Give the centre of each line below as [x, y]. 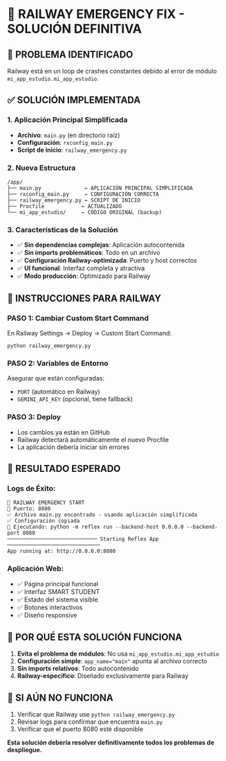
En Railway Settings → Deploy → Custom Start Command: [90, 333]
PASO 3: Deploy [34, 417]
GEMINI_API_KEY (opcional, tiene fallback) [75, 399]
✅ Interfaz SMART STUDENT [58, 591]
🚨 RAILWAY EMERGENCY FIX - [96, 14]
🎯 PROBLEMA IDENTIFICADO [70, 54]
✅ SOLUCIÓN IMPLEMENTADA [74, 100]
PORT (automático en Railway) [58, 392]
